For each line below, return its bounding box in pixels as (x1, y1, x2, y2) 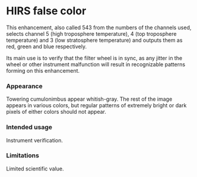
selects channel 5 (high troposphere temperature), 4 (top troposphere (6, 30, 177, 37)
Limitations (6, 151, 40, 160)
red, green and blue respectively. (6, 43, 87, 50)
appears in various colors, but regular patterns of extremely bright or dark (6, 102, 187, 109)
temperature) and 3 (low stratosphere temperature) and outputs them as (6, 36, 183, 44)
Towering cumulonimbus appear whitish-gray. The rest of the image (6, 95, 173, 103)
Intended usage (6, 123, 52, 132)
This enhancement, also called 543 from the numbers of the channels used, (6, 24, 192, 31)
